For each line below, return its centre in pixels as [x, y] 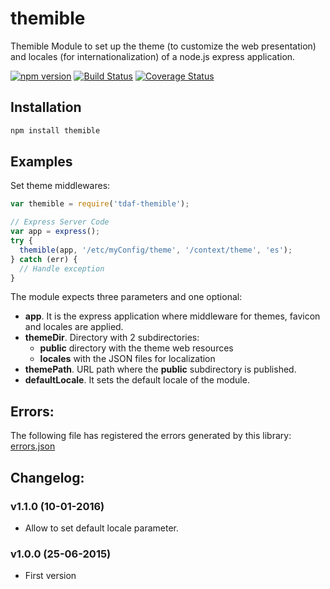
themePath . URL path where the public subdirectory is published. [160, 369]
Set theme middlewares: [60, 186]
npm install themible [55, 130]
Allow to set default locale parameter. [102, 528]
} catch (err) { [44, 259]
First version [50, 576]
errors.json [33, 446]
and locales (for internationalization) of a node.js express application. [153, 56]
